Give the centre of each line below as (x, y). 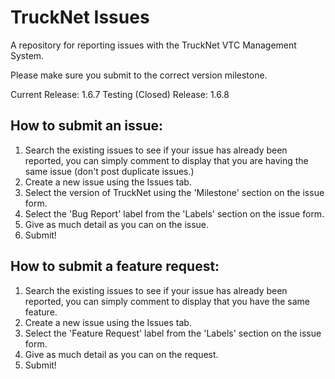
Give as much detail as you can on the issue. (117, 224)
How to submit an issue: (87, 126)
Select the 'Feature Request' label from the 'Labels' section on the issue (173, 333)
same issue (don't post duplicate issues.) (109, 171)
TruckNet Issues (80, 17)
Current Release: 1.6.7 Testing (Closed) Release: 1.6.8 (120, 94)
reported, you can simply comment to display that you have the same (167, 301)
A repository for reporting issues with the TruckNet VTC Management (153, 45)
